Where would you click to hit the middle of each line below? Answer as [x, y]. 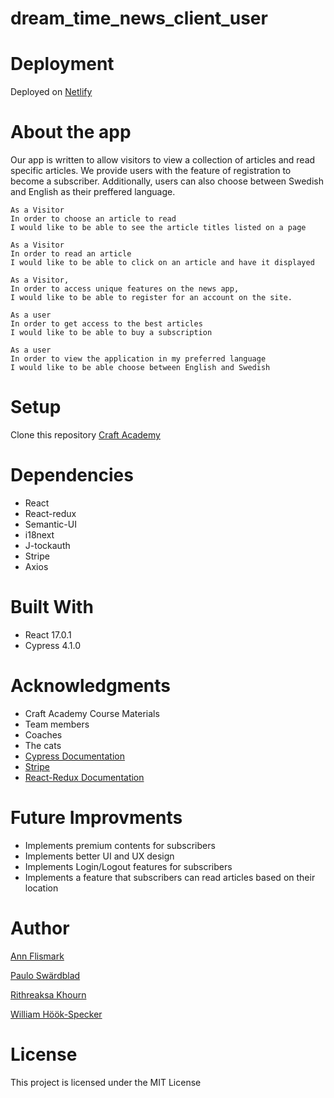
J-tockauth [47, 545]
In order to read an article [71, 254]
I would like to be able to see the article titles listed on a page [158, 228]
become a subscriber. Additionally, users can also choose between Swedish [167, 181]
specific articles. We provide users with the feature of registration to [151, 171]
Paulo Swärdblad [45, 975]
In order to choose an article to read [93, 219]
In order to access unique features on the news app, [125, 289]
